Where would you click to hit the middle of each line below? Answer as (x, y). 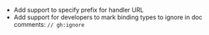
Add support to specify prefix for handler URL (79, 10)
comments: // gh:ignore (49, 24)
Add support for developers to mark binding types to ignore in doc (108, 17)
